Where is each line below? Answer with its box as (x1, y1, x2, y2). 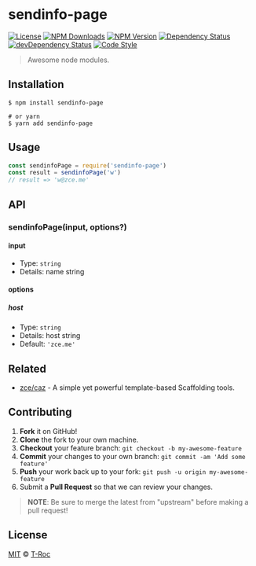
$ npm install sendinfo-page (8, 98, 104, 107)
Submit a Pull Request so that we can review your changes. (19, 482, 214, 491)
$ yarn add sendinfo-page (8, 119, 93, 127)
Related (8, 362, 47, 375)
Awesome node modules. (27, 55, 110, 64)
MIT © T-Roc (8, 549, 51, 559)
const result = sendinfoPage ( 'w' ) (8, 169, 122, 177)
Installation (8, 78, 64, 91)
